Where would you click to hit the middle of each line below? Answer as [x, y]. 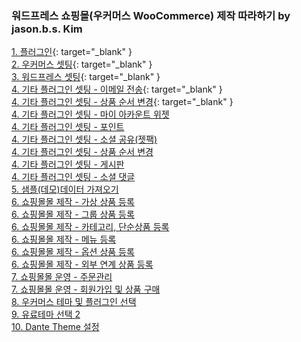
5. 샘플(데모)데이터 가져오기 [65, 189]
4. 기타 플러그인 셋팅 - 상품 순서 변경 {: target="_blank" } [122, 102]
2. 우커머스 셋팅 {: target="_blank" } [82, 64]
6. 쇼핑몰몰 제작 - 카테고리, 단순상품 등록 [90, 227]
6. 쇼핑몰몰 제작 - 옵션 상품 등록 [73, 252]
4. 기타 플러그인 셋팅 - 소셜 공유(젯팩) [84, 139]
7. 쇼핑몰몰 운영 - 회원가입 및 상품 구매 [86, 289]
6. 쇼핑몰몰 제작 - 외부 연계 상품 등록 [82, 264]
